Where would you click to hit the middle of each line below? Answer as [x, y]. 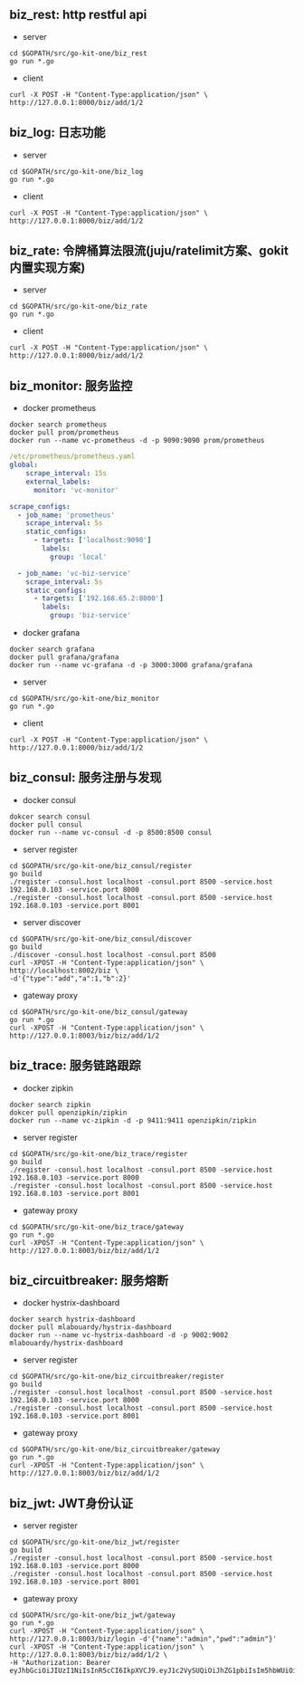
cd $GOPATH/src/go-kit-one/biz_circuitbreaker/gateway [115, 1450]
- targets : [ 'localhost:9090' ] [92, 541]
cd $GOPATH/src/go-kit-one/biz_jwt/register [95, 1543]
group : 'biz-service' [90, 616]
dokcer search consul [50, 817]
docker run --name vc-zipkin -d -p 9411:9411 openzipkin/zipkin [133, 1120]
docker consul [49, 799]
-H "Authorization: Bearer [60, 1663]
